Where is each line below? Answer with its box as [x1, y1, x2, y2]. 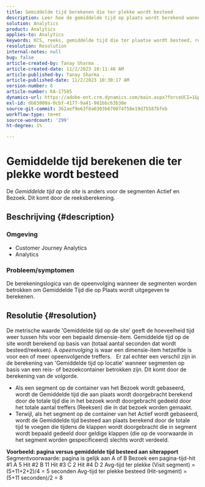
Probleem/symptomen [6, 266, 74, 274]
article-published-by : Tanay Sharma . [6, 72, 105, 78]
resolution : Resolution [6, 43, 67, 50]
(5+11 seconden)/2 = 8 [6, 474, 63, 481]
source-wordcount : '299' [6, 117, 70, 123]
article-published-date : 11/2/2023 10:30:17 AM [6, 77, 130, 83]
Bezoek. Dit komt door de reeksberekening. [6, 194, 116, 202]
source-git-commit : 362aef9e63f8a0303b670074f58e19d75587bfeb [6, 105, 168, 112]
